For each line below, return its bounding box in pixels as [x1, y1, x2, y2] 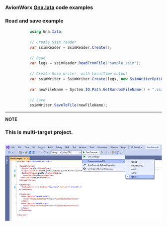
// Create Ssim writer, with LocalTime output [29, 71, 128, 76]
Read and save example [5, 17, 64, 24]
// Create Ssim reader [29, 39, 77, 45]
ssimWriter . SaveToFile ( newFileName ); [29, 103, 108, 108]
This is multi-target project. [5, 129, 73, 136]
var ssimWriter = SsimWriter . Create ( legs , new [29, 77, 128, 82]
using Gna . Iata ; [29, 29, 64, 34]
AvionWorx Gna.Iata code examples [5, 4, 93, 11]
